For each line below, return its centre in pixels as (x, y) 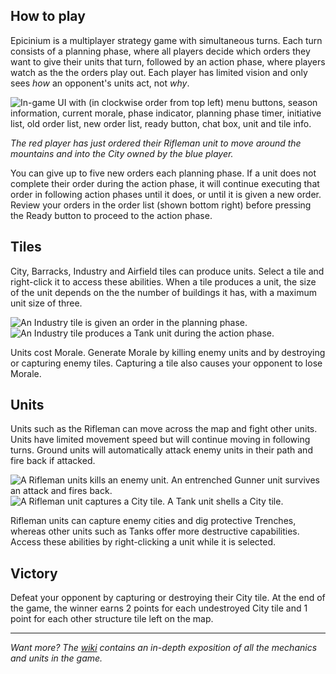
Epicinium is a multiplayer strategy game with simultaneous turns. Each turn (166, 40)
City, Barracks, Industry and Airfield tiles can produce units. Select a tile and (167, 271)
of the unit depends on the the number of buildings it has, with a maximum (163, 292)
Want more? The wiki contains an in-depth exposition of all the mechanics (164, 648)
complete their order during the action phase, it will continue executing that (165, 183)
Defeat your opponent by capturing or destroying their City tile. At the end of (168, 598)
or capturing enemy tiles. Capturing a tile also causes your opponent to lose (166, 363)
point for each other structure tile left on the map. (112, 619)
